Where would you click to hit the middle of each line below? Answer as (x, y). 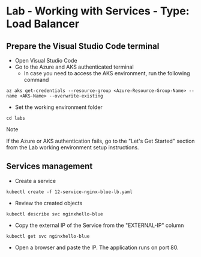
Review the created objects (49, 203)
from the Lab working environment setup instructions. (73, 147)
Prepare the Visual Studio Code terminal (83, 46)
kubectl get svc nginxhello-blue (48, 236)
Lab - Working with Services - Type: (98, 11)
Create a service (35, 181)
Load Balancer (43, 24)
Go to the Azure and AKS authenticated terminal (74, 67)
